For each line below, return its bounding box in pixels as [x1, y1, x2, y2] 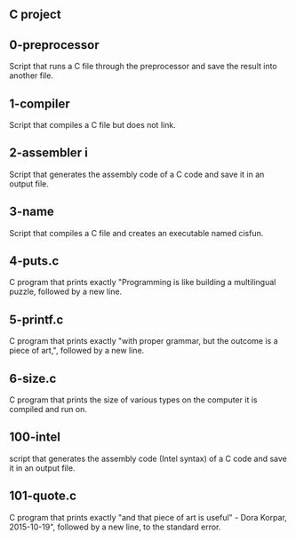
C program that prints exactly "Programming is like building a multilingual [9, 277, 276, 288]
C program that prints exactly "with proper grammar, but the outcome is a [9, 336, 278, 346]
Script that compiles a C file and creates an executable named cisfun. [9, 227, 264, 238]
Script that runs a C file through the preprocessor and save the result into [9, 61, 277, 72]
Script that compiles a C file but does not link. [9, 120, 176, 131]
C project [9, 7, 61, 22]
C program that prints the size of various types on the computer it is [9, 394, 258, 405]
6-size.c [9, 370, 57, 386]
